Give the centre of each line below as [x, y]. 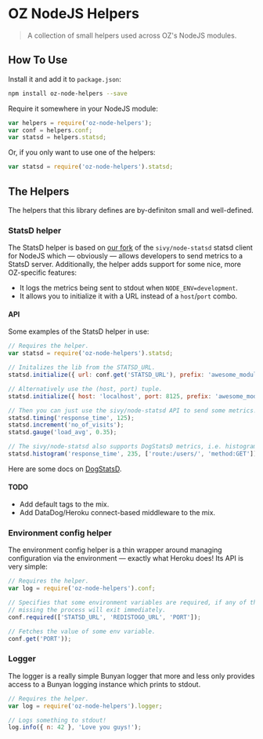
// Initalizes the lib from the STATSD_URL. [82, 368]
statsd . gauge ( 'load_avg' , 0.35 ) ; [63, 433]
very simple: [28, 567]
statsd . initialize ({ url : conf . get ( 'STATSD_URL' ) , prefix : [106, 375]
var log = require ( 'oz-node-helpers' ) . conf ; [82, 589]
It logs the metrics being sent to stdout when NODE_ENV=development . [129, 288]
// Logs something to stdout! [58, 720]
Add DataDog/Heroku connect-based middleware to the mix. [117, 513]
